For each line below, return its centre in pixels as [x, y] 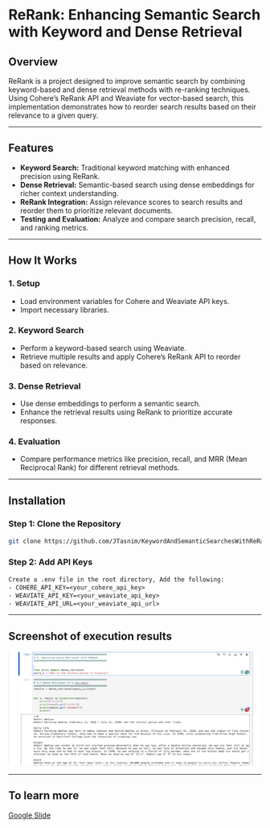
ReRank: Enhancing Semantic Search [135, 15]
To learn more [44, 796]
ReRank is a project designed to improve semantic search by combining [127, 81]
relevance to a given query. [53, 115]
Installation [37, 500]
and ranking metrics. [54, 227]
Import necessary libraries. [65, 310]
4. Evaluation [35, 442]
